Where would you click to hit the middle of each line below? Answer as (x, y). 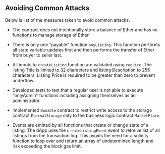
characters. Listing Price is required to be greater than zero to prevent (83, 75)
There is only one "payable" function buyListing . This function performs (86, 45)
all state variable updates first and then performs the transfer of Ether (83, 50)
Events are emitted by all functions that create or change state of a (80, 125)
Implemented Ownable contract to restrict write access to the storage (82, 110)
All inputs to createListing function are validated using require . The (82, 64)
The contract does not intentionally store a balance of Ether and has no (85, 30)
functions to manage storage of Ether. (51, 35)
